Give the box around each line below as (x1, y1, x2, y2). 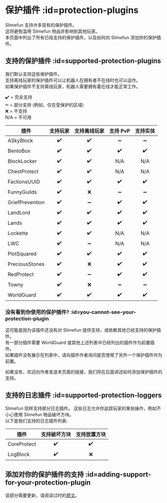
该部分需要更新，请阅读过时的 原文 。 (5, 492, 80, 498)
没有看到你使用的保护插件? (5, 308, 70, 315)
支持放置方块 (75, 431, 106, 438)
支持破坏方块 (40, 431, 71, 438)
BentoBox (7, 148, 31, 155)
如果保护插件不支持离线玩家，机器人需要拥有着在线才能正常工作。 (5, 83, 141, 89)
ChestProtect (7, 168, 39, 175)
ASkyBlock (7, 137, 33, 144)
